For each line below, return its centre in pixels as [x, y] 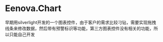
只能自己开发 [22, 34]
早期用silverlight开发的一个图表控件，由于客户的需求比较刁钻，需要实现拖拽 [81, 22]
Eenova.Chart [33, 8]
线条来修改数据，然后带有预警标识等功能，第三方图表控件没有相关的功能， [79, 28]
